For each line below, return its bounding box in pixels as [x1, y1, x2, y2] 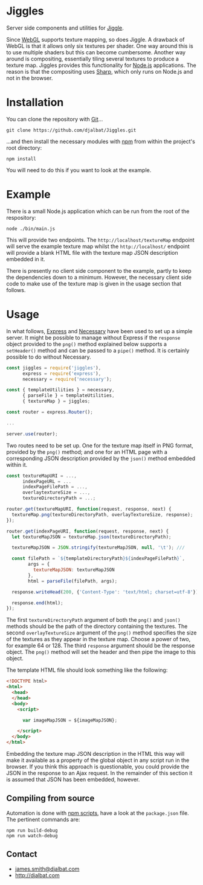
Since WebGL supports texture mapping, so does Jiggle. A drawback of [6, 36, 185, 43]
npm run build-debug [6, 827, 59, 834]
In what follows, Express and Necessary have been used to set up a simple [6, 327, 193, 334]
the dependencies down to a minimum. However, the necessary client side [6, 273, 192, 281]
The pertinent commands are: [6, 816, 80, 823]
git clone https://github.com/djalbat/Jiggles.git [6, 127, 137, 133]
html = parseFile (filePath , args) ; [28, 578, 118, 584]
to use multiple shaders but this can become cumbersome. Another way [6, 48, 186, 56]
